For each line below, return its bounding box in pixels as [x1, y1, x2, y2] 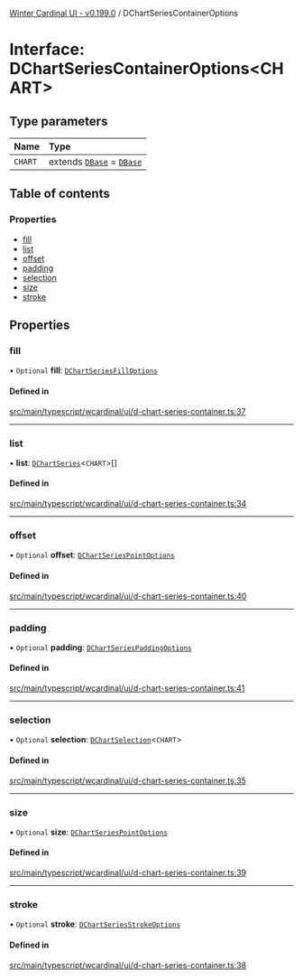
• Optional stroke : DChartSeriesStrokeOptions [9, 918, 181, 929]
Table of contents [9, 186, 110, 201]
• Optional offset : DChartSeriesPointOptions [9, 550, 176, 561]
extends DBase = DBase [48, 155, 142, 168]
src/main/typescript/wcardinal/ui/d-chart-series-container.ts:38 [9, 959, 246, 970]
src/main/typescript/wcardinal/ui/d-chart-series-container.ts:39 [9, 867, 246, 879]
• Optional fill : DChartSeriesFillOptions [9, 365, 158, 376]
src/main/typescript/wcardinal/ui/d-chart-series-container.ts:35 [9, 775, 246, 786]
